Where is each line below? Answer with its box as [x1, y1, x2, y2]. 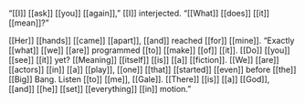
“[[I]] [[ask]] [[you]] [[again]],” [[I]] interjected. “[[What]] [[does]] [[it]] [8, 8, 270, 18]
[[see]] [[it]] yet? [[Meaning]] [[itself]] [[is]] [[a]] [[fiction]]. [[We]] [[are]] [8, 55, 279, 65]
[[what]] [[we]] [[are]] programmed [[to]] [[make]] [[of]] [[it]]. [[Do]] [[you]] [8, 45, 290, 56]
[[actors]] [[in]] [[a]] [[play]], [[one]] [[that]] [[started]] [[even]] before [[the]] [8, 64, 297, 75]
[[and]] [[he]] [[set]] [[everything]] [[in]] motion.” [8, 84, 192, 94]
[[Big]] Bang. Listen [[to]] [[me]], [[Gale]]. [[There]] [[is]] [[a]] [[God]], [8, 74, 270, 85]
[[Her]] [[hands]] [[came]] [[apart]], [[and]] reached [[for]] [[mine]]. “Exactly [8, 36, 295, 46]
